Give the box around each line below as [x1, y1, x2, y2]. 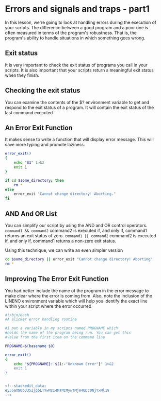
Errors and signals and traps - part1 [5, 3, 150, 15]
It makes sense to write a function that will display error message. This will [5, 137, 154, 142]
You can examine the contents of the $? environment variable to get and [5, 99, 149, 105]
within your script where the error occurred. [5, 303, 93, 309]
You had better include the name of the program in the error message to [5, 288, 149, 294]
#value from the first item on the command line [5, 335, 105, 340]
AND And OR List [5, 209, 57, 218]
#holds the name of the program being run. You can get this [5, 331, 131, 335]
